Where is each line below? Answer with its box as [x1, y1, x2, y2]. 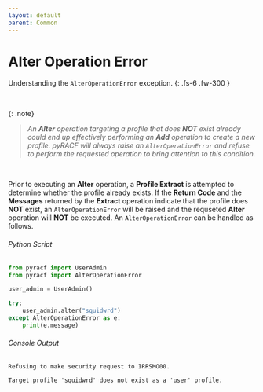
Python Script [8, 240, 53, 249]
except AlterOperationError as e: [8, 314, 122, 322]
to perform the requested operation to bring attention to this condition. [27, 149, 256, 159]
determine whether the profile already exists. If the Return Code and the [8, 188, 242, 197]
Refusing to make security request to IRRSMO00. [8, 362, 170, 370]
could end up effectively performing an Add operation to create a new [27, 133, 255, 142]
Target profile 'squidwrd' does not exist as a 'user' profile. [8, 376, 223, 384]
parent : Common [8, 19, 58, 27]
